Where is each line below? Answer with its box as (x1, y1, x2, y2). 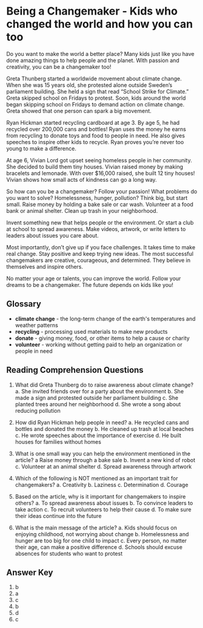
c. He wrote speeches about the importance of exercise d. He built (15, 432, 182, 439)
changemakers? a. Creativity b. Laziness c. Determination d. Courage (15, 481, 189, 488)
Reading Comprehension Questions (6, 365, 144, 375)
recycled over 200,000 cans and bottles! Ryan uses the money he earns (6, 125, 187, 133)
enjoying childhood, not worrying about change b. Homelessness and (15, 530, 189, 537)
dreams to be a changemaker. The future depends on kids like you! (6, 281, 174, 288)
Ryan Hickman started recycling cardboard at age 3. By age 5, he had (6, 119, 180, 126)
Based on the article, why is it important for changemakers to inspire (15, 492, 186, 500)
